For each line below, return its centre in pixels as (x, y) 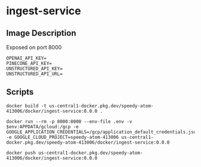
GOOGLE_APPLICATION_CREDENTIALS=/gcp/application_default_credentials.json (103, 132)
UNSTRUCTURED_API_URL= (34, 74)
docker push (21, 153)
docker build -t (26, 106)
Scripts (20, 92)
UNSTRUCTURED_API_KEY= (34, 69)
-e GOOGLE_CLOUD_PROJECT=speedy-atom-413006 (63, 137)
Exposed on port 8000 (34, 47)
